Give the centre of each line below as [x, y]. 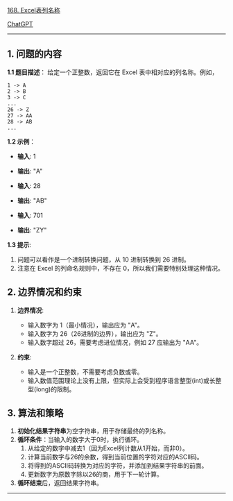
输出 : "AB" [32, 201]
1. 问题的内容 [35, 54]
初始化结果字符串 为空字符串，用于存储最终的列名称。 [93, 431]
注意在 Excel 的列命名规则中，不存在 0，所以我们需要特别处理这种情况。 [120, 268]
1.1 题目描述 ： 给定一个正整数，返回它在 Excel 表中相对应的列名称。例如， [113, 72]
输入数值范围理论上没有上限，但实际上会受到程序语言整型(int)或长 [122, 380]
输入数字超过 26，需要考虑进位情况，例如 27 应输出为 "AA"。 [115, 342]
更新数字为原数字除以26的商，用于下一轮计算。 [95, 475]
